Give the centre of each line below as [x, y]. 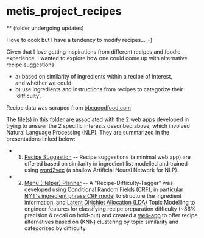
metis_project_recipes [64, 11]
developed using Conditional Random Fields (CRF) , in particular [104, 189]
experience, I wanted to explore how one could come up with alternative [97, 58]
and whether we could [43, 83]
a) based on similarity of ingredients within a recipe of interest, [93, 76]
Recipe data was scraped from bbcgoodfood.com [69, 107]
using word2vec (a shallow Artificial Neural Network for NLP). [101, 170]
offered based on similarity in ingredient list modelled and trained [106, 163]
